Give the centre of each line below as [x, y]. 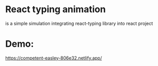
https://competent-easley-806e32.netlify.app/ [54, 58]
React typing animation [56, 9]
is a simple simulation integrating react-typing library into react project [79, 23]
